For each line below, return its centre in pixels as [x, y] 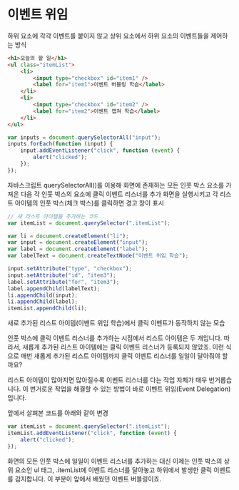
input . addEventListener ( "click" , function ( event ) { [100, 150]
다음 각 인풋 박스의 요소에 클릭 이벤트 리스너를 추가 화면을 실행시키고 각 [119, 194]
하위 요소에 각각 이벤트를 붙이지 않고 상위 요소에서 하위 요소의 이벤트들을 [108, 36]
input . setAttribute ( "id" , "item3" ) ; [62, 275]
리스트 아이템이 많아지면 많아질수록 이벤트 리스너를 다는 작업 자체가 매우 [107, 380]
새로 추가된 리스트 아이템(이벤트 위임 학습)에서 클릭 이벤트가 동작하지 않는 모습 [116, 323]
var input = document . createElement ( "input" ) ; [78, 243]
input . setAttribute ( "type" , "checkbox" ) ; [70, 269]
